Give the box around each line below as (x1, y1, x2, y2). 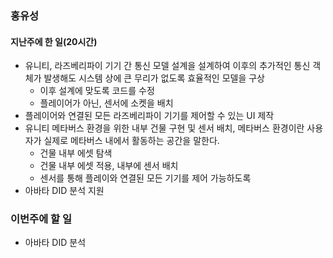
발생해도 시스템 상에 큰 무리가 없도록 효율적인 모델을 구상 (43, 72, 265, 84)
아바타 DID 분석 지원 (24, 185, 105, 197)
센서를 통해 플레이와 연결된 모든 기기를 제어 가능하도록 (39, 172, 252, 184)
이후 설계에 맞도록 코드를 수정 (39, 85, 155, 97)
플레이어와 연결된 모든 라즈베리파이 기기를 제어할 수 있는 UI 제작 (24, 110, 275, 122)
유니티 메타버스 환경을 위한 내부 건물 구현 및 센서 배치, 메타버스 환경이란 (24, 122, 305, 134)
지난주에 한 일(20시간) (10, 35, 98, 47)
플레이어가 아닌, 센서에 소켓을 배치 (39, 97, 174, 109)
